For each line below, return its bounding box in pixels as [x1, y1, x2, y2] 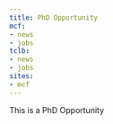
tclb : [9, 47, 30, 56]
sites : [9, 72, 34, 81]
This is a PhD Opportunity [9, 104, 105, 115]
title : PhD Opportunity [9, 13, 99, 22]
